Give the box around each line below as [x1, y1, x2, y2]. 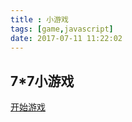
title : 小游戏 [10, 14, 69, 25]
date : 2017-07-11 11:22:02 [10, 33, 123, 43]
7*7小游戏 [10, 72, 75, 90]
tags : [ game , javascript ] [10, 24, 114, 34]
